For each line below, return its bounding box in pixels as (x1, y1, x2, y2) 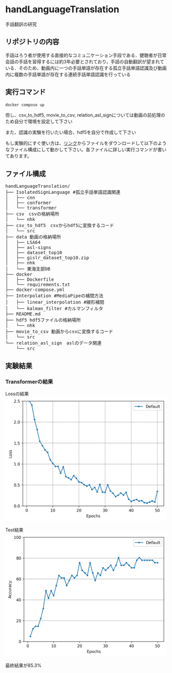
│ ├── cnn (5, 195, 35, 200)
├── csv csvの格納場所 (5, 211, 60, 217)
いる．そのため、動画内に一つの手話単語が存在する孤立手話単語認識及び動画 (5, 65, 167, 71)
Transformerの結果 (5, 378, 53, 385)
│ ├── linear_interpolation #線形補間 (5, 299, 104, 305)
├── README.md (5, 311, 41, 317)
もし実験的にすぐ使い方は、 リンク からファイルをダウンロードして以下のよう (5, 140, 167, 146)
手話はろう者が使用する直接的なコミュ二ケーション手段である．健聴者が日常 (5, 52, 167, 58)
